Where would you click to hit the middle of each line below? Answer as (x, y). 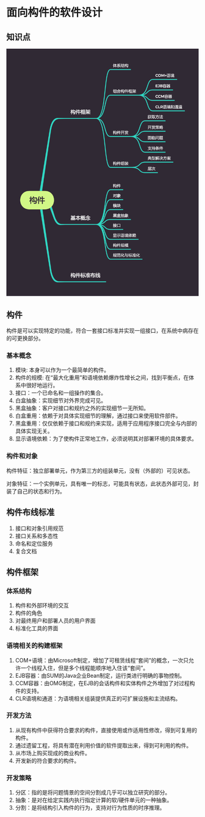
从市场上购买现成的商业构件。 (52, 753)
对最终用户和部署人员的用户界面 (55, 621)
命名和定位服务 (34, 543)
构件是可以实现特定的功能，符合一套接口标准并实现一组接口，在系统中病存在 (103, 331)
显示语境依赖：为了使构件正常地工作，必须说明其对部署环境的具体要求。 (106, 439)
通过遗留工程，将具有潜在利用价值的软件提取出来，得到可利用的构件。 (103, 745)
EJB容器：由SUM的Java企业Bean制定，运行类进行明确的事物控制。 (100, 675)
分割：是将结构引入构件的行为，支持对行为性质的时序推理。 (90, 808)
